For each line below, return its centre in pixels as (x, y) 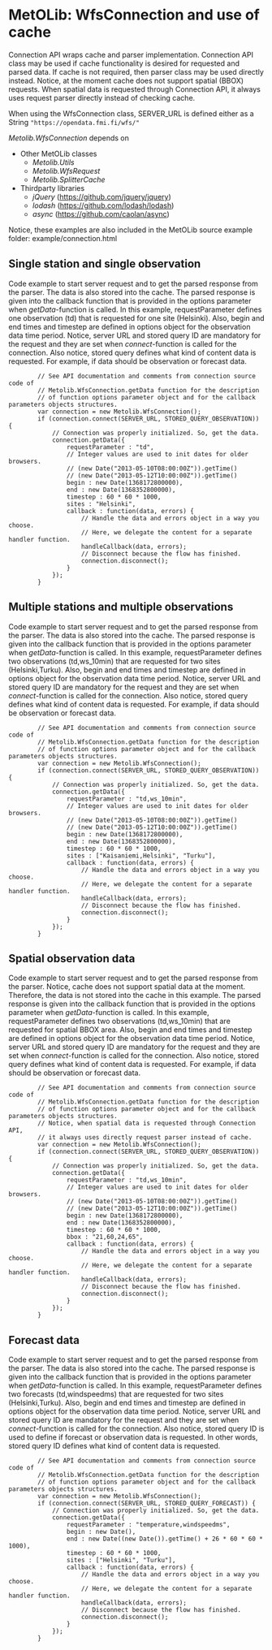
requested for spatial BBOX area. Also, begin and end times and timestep (130, 1030)
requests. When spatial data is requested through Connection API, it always (135, 89)
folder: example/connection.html (63, 238)
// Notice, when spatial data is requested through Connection (147, 1123)
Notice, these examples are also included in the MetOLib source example (131, 230)
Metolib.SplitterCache (69, 179)
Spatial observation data (72, 959)
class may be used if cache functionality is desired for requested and (124, 63)
